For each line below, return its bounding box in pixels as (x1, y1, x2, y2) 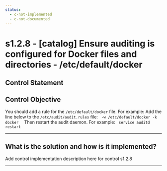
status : (5, 7, 21, 12)
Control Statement (5, 78, 64, 87)
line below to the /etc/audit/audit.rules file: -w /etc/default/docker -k (5, 114, 158, 119)
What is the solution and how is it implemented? (5, 142, 157, 151)
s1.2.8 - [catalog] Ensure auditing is (5, 38, 155, 49)
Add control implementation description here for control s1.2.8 (5, 156, 133, 162)
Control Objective (5, 95, 61, 104)
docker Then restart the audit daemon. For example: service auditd (5, 119, 150, 125)
